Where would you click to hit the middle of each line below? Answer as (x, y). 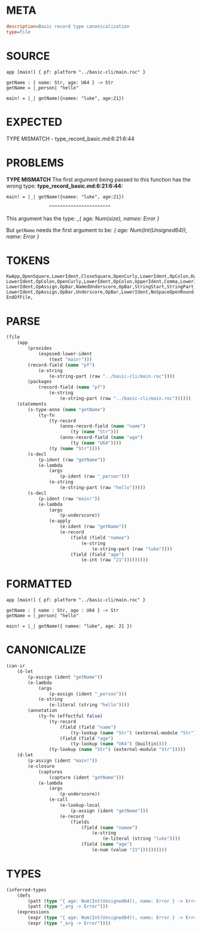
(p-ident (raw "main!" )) (69, 499)
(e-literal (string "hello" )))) (89, 705)
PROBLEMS (35, 163)
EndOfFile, (20, 297)
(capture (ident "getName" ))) (86, 777)
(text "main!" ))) (71, 359)
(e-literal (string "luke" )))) (141, 839)
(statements (32, 404)
